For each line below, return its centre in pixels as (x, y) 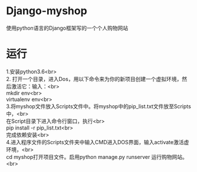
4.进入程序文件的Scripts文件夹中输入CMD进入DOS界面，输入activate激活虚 (98, 142)
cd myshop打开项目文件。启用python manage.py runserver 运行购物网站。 (97, 157)
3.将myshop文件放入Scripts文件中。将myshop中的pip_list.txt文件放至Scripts (99, 106)
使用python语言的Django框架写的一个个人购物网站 (67, 28)
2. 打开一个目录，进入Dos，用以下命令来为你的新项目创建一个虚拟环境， (94, 79)
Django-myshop (47, 11)
